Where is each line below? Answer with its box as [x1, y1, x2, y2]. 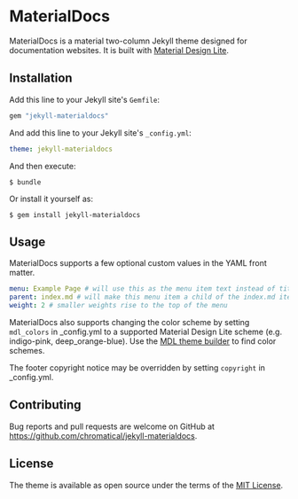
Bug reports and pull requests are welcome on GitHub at [9, 421, 216, 432]
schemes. [9, 345, 45, 355]
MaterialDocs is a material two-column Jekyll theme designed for [9, 35, 247, 46]
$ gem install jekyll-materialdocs [9, 210, 141, 219]
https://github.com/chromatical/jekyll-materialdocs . [9, 430, 198, 441]
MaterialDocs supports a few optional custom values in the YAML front [9, 258, 268, 269]
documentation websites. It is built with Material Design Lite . [9, 44, 229, 55]
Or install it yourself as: [9, 193, 93, 204]
